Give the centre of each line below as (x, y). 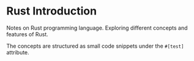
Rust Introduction (51, 11)
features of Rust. (28, 34)
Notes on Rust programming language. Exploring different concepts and (97, 28)
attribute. (18, 52)
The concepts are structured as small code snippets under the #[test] (95, 46)
